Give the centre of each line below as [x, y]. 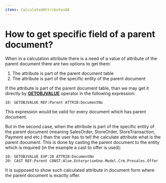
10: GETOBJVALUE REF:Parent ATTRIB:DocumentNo [54, 102]
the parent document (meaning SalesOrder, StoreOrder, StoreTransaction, [80, 132]
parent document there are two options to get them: [58, 64]
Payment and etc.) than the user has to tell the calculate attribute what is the [83, 137]
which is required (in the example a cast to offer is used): [63, 147]
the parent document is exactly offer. [43, 175]
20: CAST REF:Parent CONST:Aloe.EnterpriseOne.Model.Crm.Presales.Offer [82, 161]
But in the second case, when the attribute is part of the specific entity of [80, 126]
